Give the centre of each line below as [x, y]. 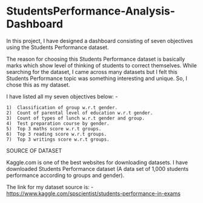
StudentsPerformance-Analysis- [91, 11]
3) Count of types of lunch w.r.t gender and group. [76, 118]
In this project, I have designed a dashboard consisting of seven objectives [100, 41]
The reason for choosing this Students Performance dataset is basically [96, 59]
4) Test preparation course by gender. [58, 123]
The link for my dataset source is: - [50, 187]
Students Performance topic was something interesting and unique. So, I [97, 78]
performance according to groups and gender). [65, 175]
